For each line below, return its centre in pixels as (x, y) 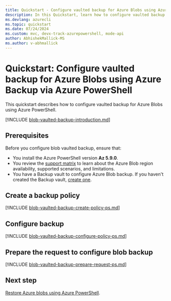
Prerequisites (27, 136)
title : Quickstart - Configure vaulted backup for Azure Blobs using (81, 10)
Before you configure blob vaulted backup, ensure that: (63, 148)
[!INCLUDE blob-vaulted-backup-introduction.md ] (58, 119)
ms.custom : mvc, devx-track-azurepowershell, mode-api (65, 34)
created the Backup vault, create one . (52, 180)
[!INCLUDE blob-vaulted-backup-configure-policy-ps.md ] (66, 236)
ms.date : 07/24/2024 (27, 29)
